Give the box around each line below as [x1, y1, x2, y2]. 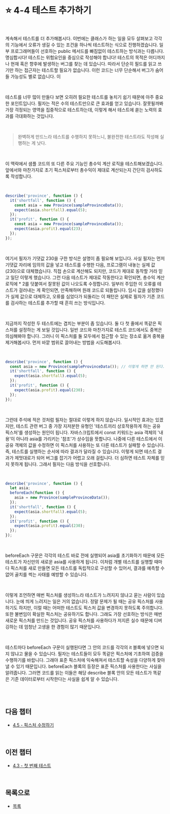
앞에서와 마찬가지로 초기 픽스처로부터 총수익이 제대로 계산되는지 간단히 [5, 167, 145, 173]
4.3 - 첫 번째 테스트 [12, 762, 52, 768]
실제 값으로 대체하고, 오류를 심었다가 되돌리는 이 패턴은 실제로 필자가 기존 [10, 293, 156, 299]
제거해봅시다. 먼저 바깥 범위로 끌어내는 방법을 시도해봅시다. [5, 339, 122, 345]
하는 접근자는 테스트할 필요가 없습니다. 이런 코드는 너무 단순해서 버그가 [14, 67, 154, 73]
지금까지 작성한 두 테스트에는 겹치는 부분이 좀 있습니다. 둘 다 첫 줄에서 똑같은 [5, 320, 157, 326]
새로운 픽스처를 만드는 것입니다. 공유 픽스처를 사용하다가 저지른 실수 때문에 [5, 617, 153, 624]
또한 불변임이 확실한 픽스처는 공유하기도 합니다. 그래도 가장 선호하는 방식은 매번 [5, 611, 162, 617]
